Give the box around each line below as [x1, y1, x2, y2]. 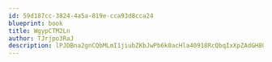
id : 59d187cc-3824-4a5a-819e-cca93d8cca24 [8, 11, 154, 20]
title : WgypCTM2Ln [8, 27, 70, 35]
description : [8, 42, 53, 50]
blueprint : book [8, 19, 63, 27]
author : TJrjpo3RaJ [8, 34, 74, 43]
